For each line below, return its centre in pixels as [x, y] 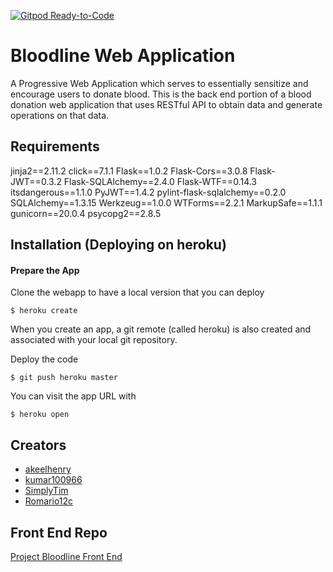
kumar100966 [53, 480]
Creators [38, 445]
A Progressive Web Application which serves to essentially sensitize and [159, 83]
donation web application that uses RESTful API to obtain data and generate [166, 104]
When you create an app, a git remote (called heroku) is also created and [161, 329]
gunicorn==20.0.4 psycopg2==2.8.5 [86, 213]
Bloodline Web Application [123, 56]
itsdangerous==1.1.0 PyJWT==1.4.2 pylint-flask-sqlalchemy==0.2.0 [148, 192]
